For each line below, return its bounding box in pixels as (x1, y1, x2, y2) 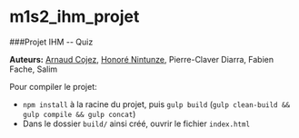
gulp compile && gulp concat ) (22, 108, 136, 119)
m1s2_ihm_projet (9, 6, 140, 27)
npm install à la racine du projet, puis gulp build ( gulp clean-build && (22, 98, 291, 110)
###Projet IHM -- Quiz (9, 36, 94, 47)
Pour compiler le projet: (9, 81, 97, 92)
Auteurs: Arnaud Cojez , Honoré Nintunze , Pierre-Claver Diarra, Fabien (9, 54, 274, 64)
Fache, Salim (9, 64, 58, 74)
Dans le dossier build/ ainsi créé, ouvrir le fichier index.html (22, 118, 251, 129)
